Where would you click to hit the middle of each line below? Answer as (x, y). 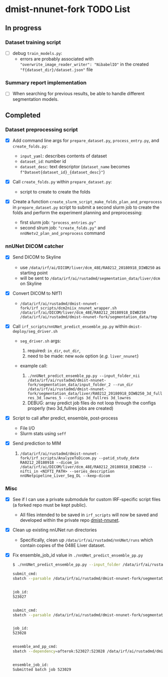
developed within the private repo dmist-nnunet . (70, 520)
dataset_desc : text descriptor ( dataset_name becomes (75, 167)
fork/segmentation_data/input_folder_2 (69, 385)
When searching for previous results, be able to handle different (78, 94)
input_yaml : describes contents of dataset (63, 156)
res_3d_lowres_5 (44, 398)
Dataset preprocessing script (42, 130)
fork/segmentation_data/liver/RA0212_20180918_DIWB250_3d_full (95, 393)
